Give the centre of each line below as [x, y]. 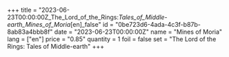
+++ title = [22, 10]
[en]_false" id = [92, 24]
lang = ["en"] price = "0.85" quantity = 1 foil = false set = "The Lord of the [112, 39]
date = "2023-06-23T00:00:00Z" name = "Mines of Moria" [138, 32]
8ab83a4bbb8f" [30, 32]
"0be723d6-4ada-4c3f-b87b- [158, 24]
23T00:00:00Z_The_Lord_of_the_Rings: [63, 17]
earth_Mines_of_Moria [39, 24]
